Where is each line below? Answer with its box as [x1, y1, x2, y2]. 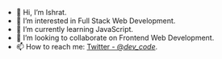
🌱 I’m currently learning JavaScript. [15, 25, 134, 33]
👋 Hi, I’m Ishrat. [15, 8, 67, 17]
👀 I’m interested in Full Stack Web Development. [15, 16, 176, 26]
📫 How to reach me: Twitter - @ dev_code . [15, 42, 158, 51]
